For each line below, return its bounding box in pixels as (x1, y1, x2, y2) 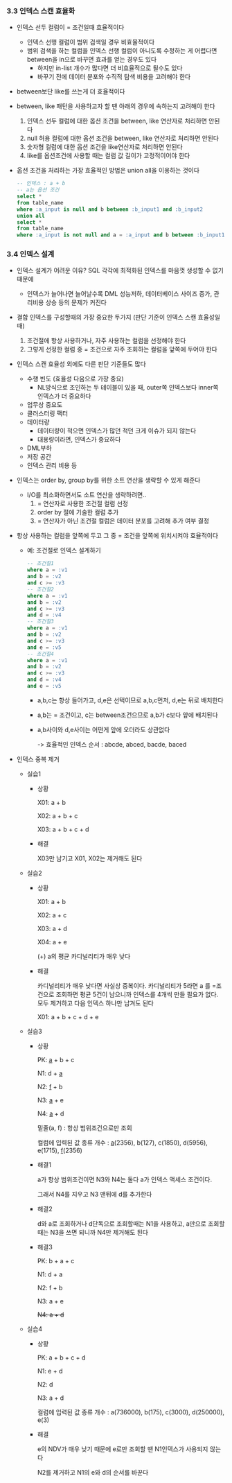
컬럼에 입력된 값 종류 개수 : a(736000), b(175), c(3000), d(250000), (37, 1407, 225, 1416)
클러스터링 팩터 (26, 409, 69, 417)
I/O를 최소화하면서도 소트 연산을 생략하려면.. (26, 491, 147, 499)
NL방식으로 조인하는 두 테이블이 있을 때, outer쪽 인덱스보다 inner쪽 (37, 383, 219, 392)
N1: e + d (37, 1367, 63, 1375)
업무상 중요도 (26, 401, 63, 409)
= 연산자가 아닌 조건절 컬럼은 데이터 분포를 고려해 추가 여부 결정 (37, 517, 209, 525)
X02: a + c (37, 910, 67, 919)
